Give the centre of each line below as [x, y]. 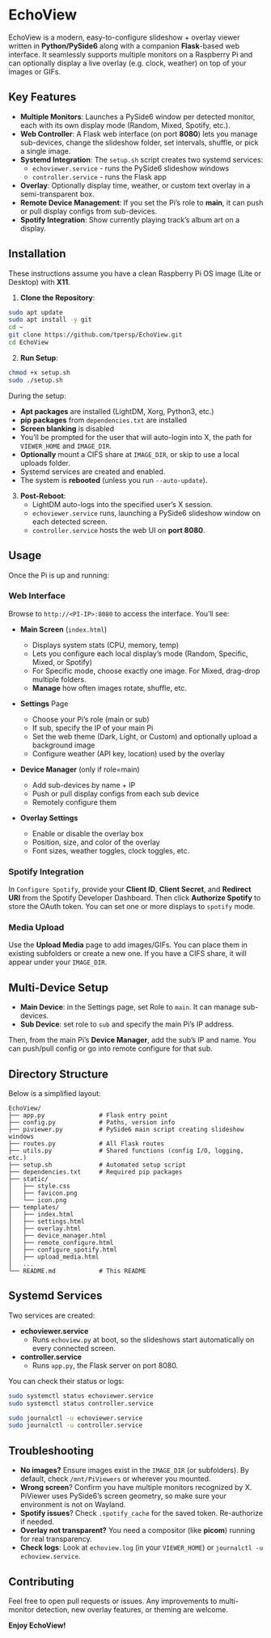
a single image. [45, 150]
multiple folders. [59, 679]
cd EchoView [28, 343]
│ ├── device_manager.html [57, 1236]
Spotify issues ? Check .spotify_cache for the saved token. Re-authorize [142, 1513]
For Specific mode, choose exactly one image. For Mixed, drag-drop [146, 671]
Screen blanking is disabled [67, 428]
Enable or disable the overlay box [88, 833]
